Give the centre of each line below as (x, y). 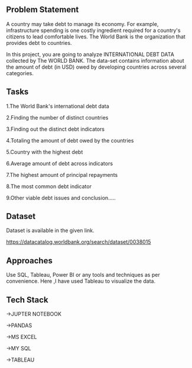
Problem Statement (43, 10)
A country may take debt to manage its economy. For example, (82, 24)
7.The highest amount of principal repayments (62, 175)
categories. (20, 73)
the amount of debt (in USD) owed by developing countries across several (96, 67)
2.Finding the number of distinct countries (57, 117)
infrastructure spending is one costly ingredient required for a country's (93, 30)
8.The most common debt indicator (49, 186)
